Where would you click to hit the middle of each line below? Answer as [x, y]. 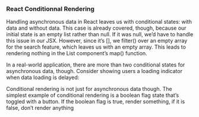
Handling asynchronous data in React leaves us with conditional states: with [99, 22]
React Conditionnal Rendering [50, 9]
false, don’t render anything [40, 108]
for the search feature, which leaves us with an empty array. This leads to [96, 47]
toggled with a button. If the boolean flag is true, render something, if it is [96, 102]
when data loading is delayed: [43, 78]
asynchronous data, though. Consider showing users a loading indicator [94, 71]
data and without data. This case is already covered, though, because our [96, 28]
